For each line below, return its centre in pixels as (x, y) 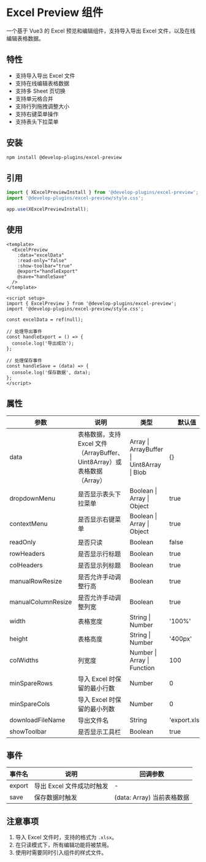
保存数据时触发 (56, 798)
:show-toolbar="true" (45, 266)
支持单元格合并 (34, 98)
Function (142, 668)
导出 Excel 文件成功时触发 (71, 786)
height (19, 639)
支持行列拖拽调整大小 (42, 106)
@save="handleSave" (42, 277)
